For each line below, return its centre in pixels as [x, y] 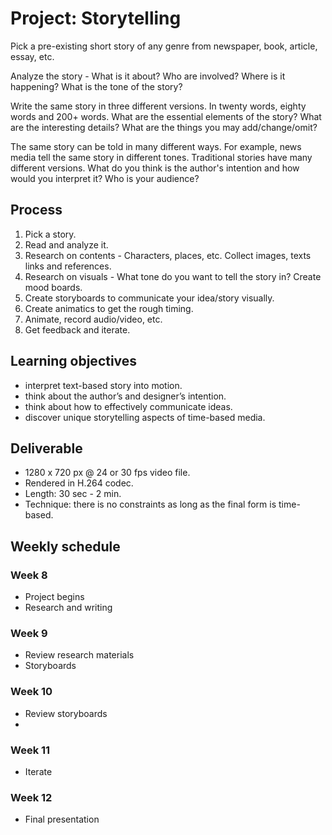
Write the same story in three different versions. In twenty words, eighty [158, 106]
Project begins [54, 597]
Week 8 [29, 575]
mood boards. [53, 287]
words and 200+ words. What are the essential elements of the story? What [166, 116]
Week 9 [29, 633]
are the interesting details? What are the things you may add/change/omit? [164, 127]
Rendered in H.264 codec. [79, 483]
